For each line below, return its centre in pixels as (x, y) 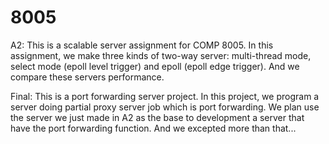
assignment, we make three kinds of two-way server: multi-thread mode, (161, 55)
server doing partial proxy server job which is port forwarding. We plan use (165, 107)
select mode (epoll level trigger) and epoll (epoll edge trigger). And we (155, 66)
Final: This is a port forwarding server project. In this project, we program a (165, 96)
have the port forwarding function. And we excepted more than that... (153, 128)
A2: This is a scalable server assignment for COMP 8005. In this (142, 45)
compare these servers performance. (87, 77)
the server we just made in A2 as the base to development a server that (157, 117)
